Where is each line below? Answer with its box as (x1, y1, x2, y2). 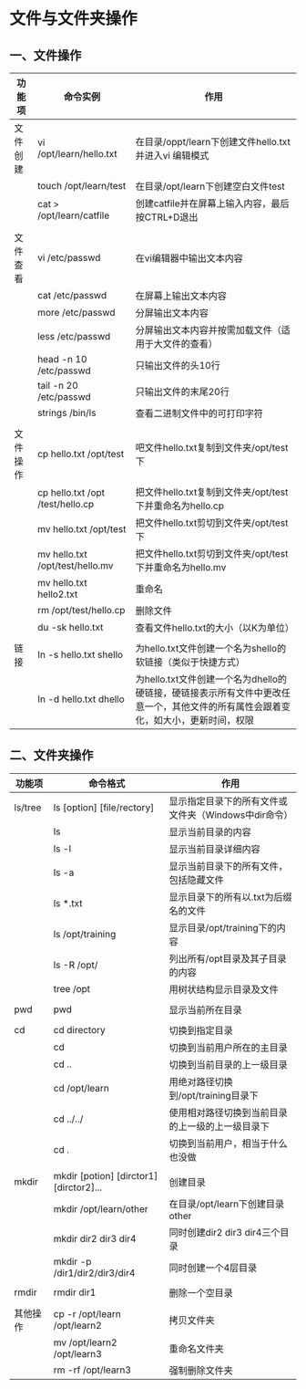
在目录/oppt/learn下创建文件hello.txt (135, 136, 291, 148)
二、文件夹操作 (9, 747, 94, 763)
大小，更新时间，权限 (162, 714, 255, 726)
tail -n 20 (37, 380, 79, 392)
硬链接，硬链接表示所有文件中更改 (135, 686, 282, 699)
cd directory (53, 1023, 107, 1036)
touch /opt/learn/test (37, 180, 127, 192)
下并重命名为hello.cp (135, 499, 225, 512)
